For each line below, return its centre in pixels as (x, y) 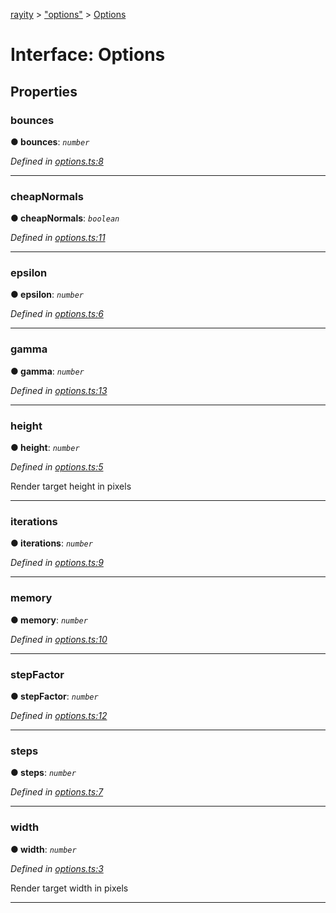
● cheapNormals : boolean (65, 218)
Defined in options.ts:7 (57, 792)
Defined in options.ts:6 (57, 314)
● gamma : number (47, 371)
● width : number (43, 849)
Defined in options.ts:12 (59, 715)
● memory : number (49, 620)
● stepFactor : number (54, 696)
